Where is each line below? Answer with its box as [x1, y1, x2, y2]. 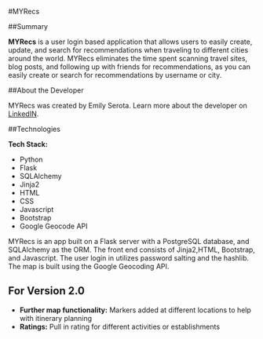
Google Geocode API [19, 221, 88, 231]
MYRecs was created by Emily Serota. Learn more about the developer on [8, 101, 247, 110]
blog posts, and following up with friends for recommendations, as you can [8, 62, 251, 71]
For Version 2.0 [8, 284, 85, 297]
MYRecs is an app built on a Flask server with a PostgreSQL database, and [8, 237, 250, 246]
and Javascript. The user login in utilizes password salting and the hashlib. [8, 253, 250, 262]
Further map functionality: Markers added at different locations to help [19, 305, 251, 315]
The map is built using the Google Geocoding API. [8, 262, 170, 271]
